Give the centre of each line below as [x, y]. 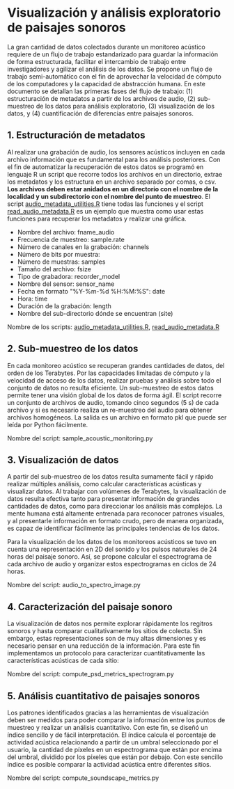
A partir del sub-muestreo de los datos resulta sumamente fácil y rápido [110, 477]
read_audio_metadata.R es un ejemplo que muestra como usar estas [106, 211]
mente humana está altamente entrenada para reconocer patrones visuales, [116, 513]
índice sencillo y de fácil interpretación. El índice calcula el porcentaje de [112, 735]
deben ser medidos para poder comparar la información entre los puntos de [116, 720]
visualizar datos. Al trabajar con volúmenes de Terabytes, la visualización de [117, 491]
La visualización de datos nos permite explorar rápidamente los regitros [110, 623]
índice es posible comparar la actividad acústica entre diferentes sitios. [109, 764]
